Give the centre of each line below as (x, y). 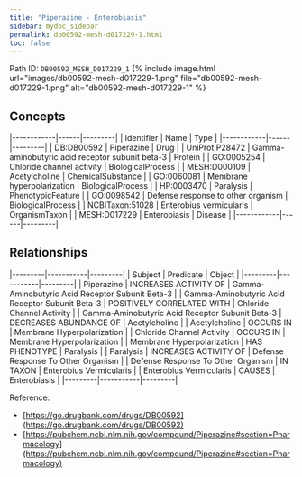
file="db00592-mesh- (221, 79)
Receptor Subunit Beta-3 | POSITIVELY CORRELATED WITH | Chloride (139, 303)
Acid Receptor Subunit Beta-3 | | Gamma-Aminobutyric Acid (174, 294)
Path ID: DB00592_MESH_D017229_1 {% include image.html (113, 69)
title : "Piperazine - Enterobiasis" (78, 18)
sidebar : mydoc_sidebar (54, 26)
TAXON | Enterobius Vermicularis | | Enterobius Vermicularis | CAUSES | (142, 370)
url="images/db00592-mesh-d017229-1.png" (94, 79)
